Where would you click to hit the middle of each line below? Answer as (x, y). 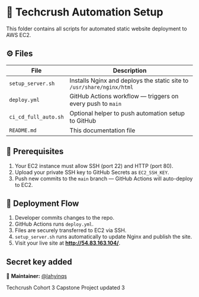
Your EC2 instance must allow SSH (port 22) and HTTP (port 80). (94, 165)
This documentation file (102, 130)
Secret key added (39, 262)
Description (130, 70)
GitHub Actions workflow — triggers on (124, 96)
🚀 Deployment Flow (43, 203)
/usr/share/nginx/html (102, 87)
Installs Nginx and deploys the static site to (129, 80)
